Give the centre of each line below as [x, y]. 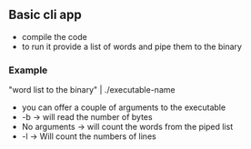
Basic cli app [45, 15]
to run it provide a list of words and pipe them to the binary [132, 46]
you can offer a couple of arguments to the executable [124, 107]
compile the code [54, 36]
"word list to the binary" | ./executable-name [92, 90]
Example [28, 70]
